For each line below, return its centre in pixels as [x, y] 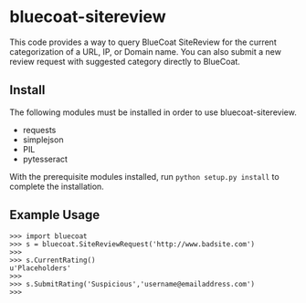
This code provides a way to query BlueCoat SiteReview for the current [143, 42]
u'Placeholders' [40, 268]
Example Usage [55, 215]
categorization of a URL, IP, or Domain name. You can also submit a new [145, 51]
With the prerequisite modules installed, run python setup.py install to [145, 176]
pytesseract [45, 159]
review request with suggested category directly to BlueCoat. [125, 61]
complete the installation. [57, 186]
